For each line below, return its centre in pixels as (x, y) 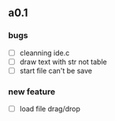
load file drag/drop (50, 109)
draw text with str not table (63, 62)
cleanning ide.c (45, 53)
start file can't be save (56, 70)
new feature (32, 92)
